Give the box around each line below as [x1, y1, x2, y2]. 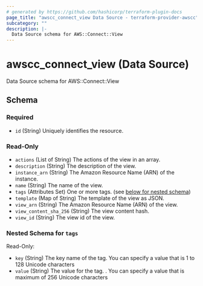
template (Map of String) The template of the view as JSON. [14, 195, 165, 202]
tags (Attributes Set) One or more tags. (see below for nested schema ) [14, 188, 192, 196]
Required [6, 113, 34, 122]
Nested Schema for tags [6, 228, 79, 237]
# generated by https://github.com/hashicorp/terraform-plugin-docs [6, 8, 182, 15]
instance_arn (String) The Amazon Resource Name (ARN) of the [14, 169, 175, 176]
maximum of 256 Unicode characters [14, 274, 108, 281]
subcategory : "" [6, 20, 47, 26]
